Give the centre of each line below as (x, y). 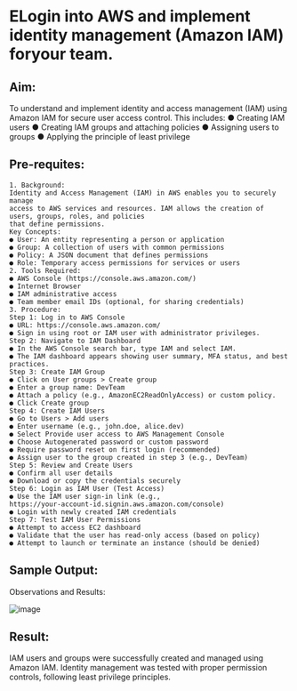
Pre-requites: (47, 165)
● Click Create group (49, 403)
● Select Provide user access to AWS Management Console (117, 434)
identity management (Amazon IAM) (147, 35)
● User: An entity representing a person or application (117, 239)
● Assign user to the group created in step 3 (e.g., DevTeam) (129, 457)
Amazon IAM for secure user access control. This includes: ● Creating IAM (147, 118)
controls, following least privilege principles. (90, 677)
